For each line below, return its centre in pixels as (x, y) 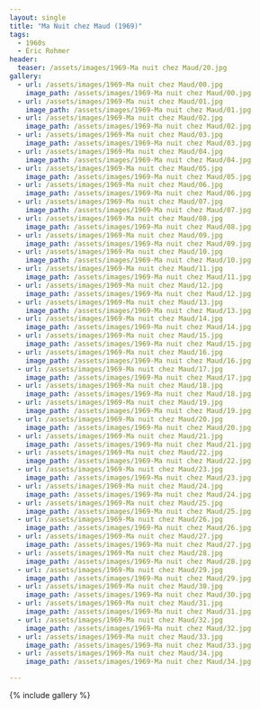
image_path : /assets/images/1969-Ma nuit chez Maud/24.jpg (139, 494)
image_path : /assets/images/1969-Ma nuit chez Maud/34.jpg (139, 662)
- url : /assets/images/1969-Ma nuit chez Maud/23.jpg (120, 470)
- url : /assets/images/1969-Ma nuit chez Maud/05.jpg (120, 168)
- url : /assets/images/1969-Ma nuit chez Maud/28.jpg (120, 553)
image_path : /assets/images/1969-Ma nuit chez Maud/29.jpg (139, 578)
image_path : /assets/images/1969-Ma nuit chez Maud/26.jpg (139, 528)
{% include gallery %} (50, 695)
